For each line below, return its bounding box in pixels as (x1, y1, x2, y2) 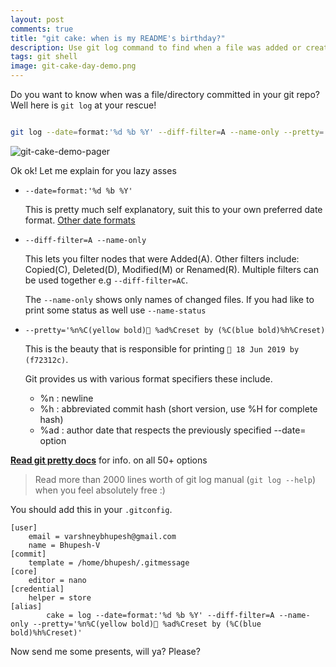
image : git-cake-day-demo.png (10, 61, 137, 71)
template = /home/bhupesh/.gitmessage (28, 557, 190, 568)
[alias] (10, 601, 43, 611)
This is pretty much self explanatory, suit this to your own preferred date (24, 203, 323, 215)
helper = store (28, 592, 92, 603)
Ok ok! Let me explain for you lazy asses (10, 164, 177, 176)
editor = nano (28, 575, 87, 585)
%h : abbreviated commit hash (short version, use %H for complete (39, 402, 318, 415)
